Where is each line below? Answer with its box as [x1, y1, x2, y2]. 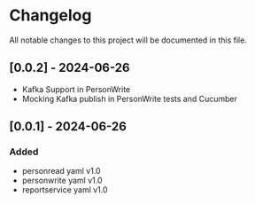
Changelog [9, 5, 92, 26]
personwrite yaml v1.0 [21, 175, 103, 186]
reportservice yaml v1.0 [21, 184, 108, 195]
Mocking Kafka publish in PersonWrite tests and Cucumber [21, 93, 237, 104]
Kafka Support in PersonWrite [21, 83, 131, 94]
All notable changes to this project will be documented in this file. [9, 35, 248, 45]
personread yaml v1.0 [21, 166, 101, 177]
